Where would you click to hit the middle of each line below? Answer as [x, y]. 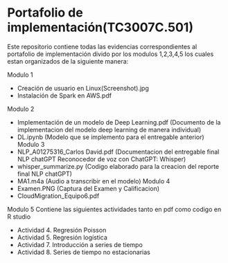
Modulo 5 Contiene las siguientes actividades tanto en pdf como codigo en [114, 209]
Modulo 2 [21, 109]
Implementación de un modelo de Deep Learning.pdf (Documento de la [119, 122]
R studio [19, 217]
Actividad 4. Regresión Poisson [62, 230]
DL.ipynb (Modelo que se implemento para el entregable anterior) [111, 137]
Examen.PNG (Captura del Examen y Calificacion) [88, 188]
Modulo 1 [20, 75]
